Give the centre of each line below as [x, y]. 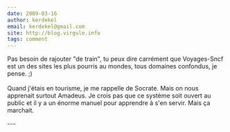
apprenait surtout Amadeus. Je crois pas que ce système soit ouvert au [109, 96]
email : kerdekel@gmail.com [46, 26]
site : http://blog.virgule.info [54, 33]
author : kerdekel [32, 20]
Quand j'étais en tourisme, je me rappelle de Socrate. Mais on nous [103, 88]
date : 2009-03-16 [32, 13]
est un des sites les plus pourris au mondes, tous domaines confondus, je [112, 66]
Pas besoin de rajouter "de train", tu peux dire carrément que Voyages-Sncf [115, 59]
